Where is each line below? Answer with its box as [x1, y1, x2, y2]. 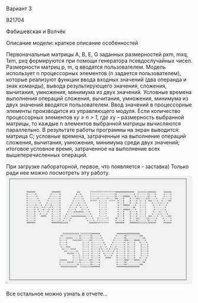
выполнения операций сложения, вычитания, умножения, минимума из [6, 95, 189, 102]
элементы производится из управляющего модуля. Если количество [6, 108, 181, 114]
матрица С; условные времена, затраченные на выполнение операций [6, 133, 186, 140]
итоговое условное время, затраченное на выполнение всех [6, 145, 161, 152]
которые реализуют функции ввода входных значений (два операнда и [6, 76, 187, 83]
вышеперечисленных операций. [6, 151, 88, 159]
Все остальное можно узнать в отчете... [6, 290, 108, 298]
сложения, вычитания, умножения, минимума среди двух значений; [6, 139, 180, 146]
